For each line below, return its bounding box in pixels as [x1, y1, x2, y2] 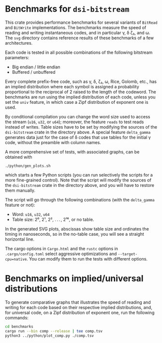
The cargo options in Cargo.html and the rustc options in [5, 245, 118, 251]
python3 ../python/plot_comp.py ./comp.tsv [5, 333, 94, 338]
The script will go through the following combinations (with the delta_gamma [5, 196, 155, 202]
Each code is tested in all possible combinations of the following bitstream [5, 49, 153, 55]
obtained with [5, 154, 32, 160]
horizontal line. [5, 236, 35, 242]
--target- [118, 251, 138, 257]
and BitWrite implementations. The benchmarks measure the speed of [5, 24, 147, 30]
